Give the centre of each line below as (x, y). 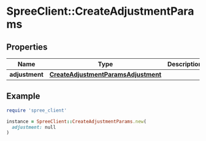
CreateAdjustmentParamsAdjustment (105, 74)
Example (23, 96)
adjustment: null (34, 127)
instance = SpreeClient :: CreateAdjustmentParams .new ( (77, 121)
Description (185, 64)
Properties (27, 47)
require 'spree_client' (37, 110)
